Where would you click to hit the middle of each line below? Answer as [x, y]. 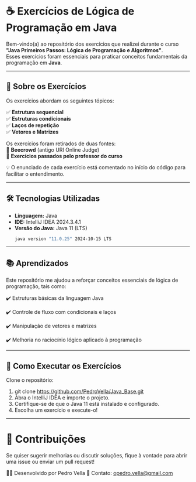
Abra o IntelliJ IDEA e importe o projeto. [62, 398]
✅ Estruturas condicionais [38, 118]
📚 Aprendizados [37, 263]
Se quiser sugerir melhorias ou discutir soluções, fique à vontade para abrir [97, 455]
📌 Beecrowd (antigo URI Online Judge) [53, 149]
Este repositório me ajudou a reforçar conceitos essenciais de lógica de [92, 280]
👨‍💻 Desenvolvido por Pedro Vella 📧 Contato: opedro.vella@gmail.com [90, 473]
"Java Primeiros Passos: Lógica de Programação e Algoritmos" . [85, 50]
